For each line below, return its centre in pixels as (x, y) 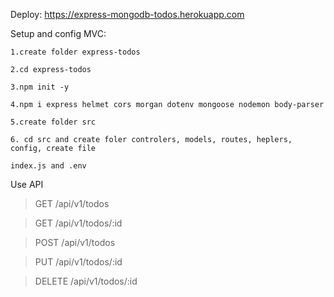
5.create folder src (53, 122)
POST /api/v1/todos (75, 242)
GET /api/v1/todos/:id (78, 223)
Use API (27, 184)
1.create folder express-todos (75, 52)
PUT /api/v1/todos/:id (78, 262)
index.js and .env (48, 166)
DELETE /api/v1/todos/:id (86, 281)
